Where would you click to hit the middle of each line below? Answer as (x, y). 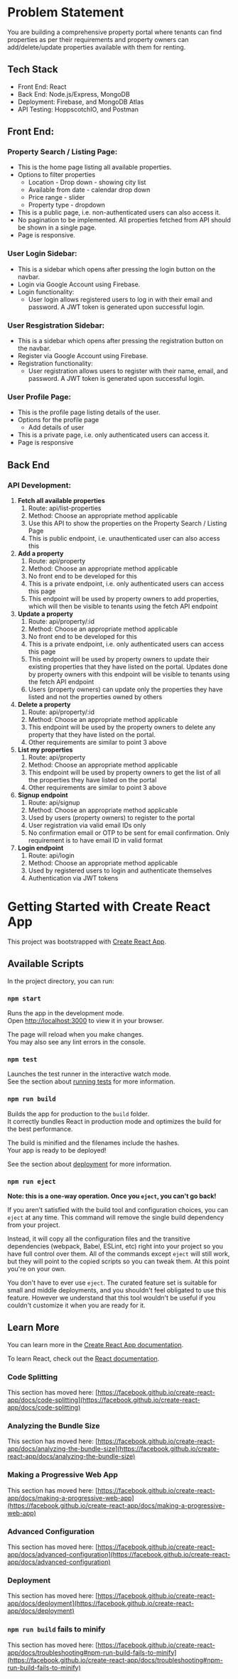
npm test (22, 1059)
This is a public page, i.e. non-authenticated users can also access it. (119, 212)
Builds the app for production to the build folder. (79, 1113)
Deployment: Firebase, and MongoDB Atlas (81, 102)
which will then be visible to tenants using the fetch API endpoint (123, 606)
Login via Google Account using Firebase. (79, 284)
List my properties (45, 750)
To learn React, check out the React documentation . (83, 1359)
